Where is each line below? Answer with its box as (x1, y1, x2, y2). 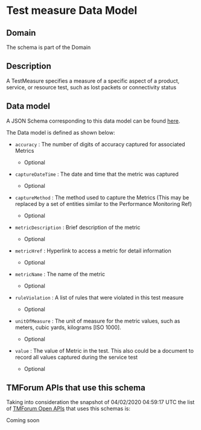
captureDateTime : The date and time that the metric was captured (14, 170, 179, 178)
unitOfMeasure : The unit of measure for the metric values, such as (14, 317, 180, 324)
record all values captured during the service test (14, 353, 138, 361)
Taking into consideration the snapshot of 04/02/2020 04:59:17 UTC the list (6, 399, 195, 406)
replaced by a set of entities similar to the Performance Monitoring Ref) (14, 200, 192, 207)
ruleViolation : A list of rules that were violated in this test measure (14, 294, 184, 301)
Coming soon (6, 417, 40, 424)
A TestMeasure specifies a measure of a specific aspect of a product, (6, 77, 180, 85)
